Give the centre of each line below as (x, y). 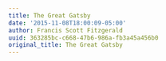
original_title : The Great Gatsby (66, 45)
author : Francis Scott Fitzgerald (66, 30)
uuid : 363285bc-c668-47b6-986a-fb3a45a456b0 (83, 38)
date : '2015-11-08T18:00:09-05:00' (67, 23)
